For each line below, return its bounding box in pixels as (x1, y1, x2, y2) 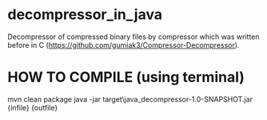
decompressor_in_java (7, 6, 163, 24)
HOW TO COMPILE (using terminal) (7, 68, 245, 87)
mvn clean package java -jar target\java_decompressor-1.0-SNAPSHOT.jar (7, 94, 253, 104)
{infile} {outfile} (7, 103, 58, 112)
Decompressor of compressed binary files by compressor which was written (7, 32, 260, 41)
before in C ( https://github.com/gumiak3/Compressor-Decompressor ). (7, 40, 240, 49)
